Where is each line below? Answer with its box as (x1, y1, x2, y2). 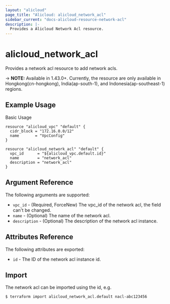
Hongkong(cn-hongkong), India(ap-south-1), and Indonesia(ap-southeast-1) (5, 81, 165, 87)
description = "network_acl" (10, 160, 72, 165)
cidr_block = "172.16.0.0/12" (10, 129, 74, 134)
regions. (5, 86, 23, 92)
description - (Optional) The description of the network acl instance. (12, 218, 158, 224)
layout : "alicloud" (5, 7, 47, 13)
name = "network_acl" (10, 155, 72, 161)
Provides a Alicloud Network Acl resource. (10, 27, 104, 32)
